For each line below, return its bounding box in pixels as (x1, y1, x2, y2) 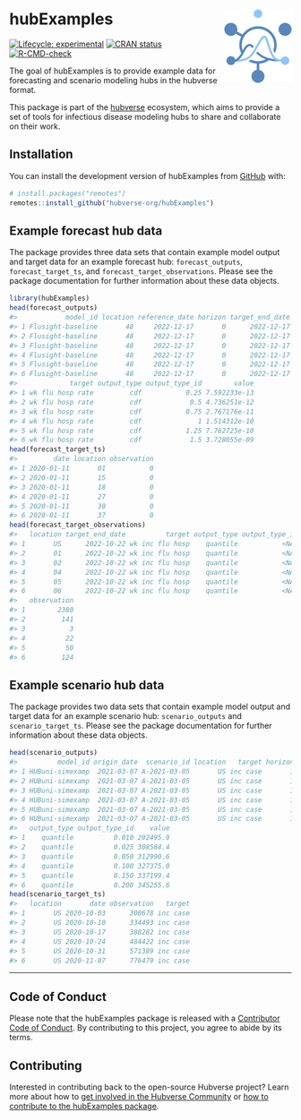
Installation (9, 147, 73, 162)
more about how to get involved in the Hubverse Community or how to (9, 1091, 269, 1101)
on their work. (9, 121, 61, 132)
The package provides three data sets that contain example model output (9, 247, 280, 258)
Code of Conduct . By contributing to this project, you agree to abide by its (9, 1022, 282, 1033)
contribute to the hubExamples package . (9, 1101, 159, 1111)
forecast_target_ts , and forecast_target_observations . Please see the (9, 266, 273, 277)
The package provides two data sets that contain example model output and (9, 701, 291, 712)
